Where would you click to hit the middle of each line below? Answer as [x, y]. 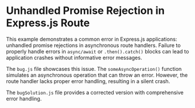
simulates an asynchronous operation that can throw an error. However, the [97, 75]
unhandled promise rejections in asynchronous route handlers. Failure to [93, 45]
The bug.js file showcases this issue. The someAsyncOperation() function [94, 69]
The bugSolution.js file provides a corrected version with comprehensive [95, 92]
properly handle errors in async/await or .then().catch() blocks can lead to [97, 51]
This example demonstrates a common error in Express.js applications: [92, 39]
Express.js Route [48, 23]
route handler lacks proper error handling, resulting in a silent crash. [88, 81]
